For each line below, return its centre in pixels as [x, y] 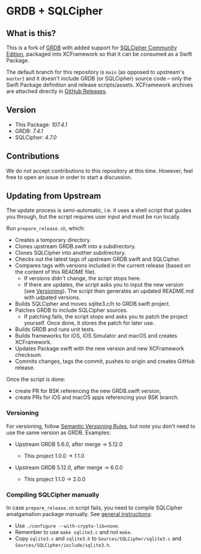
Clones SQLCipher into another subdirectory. [70, 253]
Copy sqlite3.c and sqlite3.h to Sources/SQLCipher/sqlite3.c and [98, 538]
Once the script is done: [36, 379]
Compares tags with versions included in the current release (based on [103, 266]
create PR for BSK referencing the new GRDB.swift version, [88, 391]
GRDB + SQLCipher [55, 11]
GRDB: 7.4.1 [29, 131]
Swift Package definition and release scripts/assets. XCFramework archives [100, 85]
